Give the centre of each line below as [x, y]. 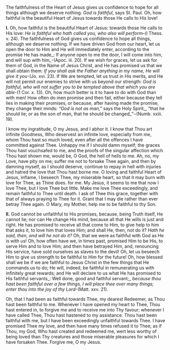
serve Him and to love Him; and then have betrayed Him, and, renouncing [82, 246]
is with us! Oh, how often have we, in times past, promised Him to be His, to [84, 241]
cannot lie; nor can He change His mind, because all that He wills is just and [85, 219]
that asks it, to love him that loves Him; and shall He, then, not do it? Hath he [85, 230]
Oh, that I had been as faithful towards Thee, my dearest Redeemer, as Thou [85, 299]
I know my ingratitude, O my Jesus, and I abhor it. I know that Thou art [79, 129]
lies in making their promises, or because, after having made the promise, [82, 103]
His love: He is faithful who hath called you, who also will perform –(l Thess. [84, 33]
